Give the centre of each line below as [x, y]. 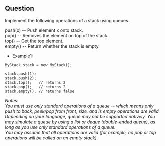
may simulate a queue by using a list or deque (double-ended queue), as [80, 122]
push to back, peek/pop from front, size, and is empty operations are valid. [83, 111]
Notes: [12, 100]
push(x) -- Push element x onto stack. [44, 30]
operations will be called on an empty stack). [52, 138]
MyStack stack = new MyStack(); [39, 65]
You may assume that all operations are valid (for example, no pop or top [81, 132]
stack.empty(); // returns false [40, 91]
